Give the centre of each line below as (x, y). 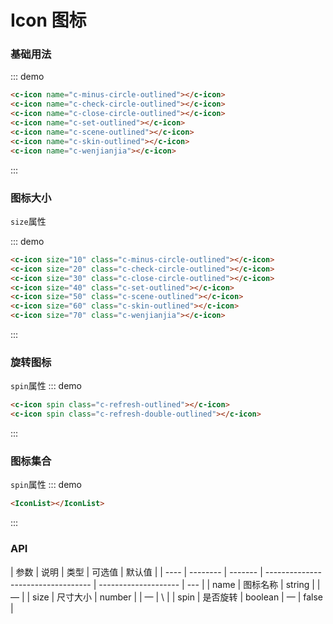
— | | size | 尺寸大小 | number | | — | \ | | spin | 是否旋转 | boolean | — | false (166, 597)
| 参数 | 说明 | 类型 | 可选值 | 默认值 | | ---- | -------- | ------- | (136, 572)
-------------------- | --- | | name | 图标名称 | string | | (209, 584)
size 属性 (28, 221)
